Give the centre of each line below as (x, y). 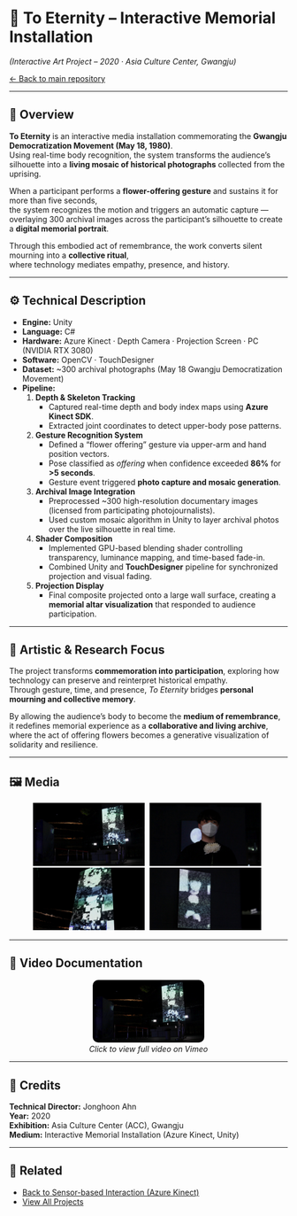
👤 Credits (35, 1085)
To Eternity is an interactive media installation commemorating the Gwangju (148, 136)
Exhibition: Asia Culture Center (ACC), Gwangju (96, 1125)
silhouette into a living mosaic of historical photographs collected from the (147, 164)
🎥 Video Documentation (76, 963)
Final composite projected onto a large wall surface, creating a (162, 595)
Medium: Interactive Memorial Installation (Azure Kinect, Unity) (124, 1135)
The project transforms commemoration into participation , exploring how (145, 671)
